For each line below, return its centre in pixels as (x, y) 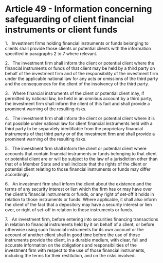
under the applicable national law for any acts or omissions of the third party (81, 79)
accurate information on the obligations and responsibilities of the (71, 245)
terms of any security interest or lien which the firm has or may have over (79, 189)
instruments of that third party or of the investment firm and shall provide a (80, 134)
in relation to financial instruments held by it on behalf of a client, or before (80, 224)
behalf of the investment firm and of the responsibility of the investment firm (81, 73)
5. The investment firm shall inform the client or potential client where (76, 148)
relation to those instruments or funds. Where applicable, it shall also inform (81, 199)
